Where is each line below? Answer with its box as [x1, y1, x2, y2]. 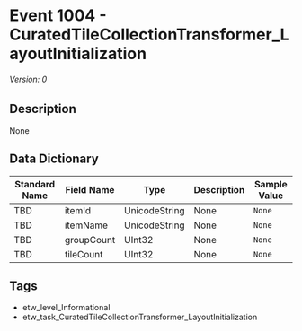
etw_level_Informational [22, 302, 111, 313]
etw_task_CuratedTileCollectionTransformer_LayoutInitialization [22, 311, 258, 323]
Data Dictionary [9, 152, 99, 167]
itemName [64, 219, 109, 231]
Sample [254, 178, 288, 190]
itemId [64, 204, 92, 216]
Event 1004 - [9, 5, 107, 26]
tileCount [64, 248, 103, 260]
